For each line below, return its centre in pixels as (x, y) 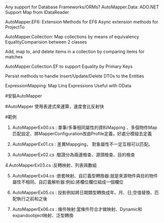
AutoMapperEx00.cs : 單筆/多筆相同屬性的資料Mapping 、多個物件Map (85, 127)
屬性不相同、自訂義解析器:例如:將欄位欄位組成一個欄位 (68, 182)
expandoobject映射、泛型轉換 (43, 216)
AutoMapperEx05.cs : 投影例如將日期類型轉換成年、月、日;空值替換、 (83, 193)
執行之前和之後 (32, 199)
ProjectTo (15, 27)
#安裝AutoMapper (24, 96)
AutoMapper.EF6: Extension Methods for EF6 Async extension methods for (82, 22)
